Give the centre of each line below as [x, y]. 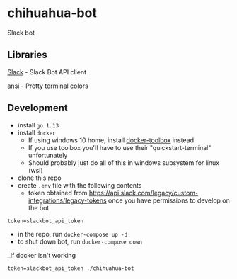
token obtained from [58, 193]
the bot [39, 207]
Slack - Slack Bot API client [47, 72]
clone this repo [39, 178]
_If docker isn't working [42, 255]
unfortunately [48, 155]
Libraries [27, 55]
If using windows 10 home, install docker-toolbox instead [111, 140]
